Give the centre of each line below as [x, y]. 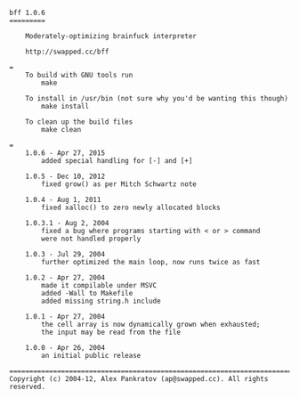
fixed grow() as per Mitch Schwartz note [119, 184]
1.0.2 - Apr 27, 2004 [65, 278]
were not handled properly [91, 239]
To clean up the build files [79, 122]
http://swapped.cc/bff [67, 52]
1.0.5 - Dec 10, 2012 [65, 176]
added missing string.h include [101, 301]
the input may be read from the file [111, 332]
